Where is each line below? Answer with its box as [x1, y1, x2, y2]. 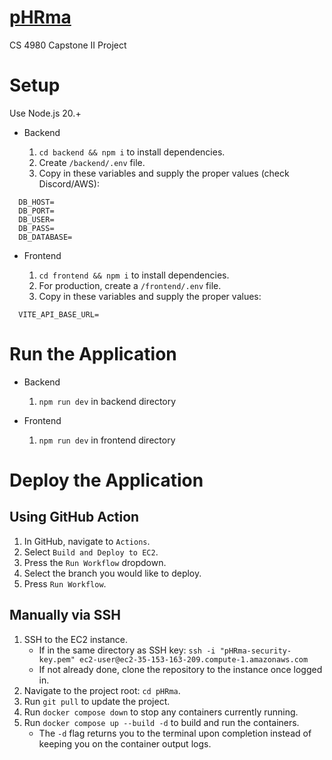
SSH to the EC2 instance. [23, 633, 128, 645]
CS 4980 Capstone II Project [9, 39, 127, 51]
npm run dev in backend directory [38, 395, 177, 407]
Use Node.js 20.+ [9, 107, 82, 119]
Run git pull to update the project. [23, 695, 171, 707]
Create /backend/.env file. [38, 156, 146, 168]
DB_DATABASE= [18, 232, 73, 242]
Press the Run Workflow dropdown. [23, 556, 167, 568]
